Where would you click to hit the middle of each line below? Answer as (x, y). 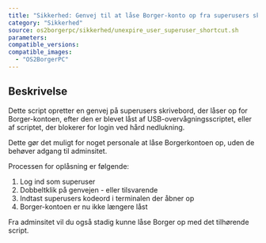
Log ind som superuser (57, 181)
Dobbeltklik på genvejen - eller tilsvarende (89, 189)
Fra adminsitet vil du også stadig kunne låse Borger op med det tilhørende (129, 222)
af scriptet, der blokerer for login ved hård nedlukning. (97, 127)
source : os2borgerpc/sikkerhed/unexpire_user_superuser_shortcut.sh (123, 30)
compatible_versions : (44, 45)
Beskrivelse (38, 92)
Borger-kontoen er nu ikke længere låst (84, 207)
